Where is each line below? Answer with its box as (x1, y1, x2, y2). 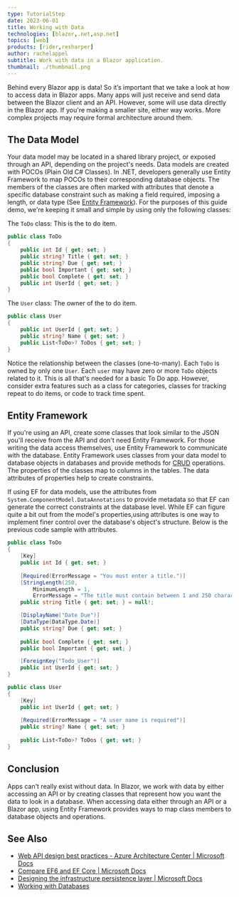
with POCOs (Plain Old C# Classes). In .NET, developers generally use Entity (7, 168, 231, 177)
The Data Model (7, 134, 80, 146)
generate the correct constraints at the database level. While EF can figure (7, 503, 225, 511)
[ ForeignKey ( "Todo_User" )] (20, 658, 100, 665)
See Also (7, 832, 48, 844)
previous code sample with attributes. (7, 525, 118, 534)
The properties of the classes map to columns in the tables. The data (7, 466, 210, 475)
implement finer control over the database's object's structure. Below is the (7, 518, 228, 527)
